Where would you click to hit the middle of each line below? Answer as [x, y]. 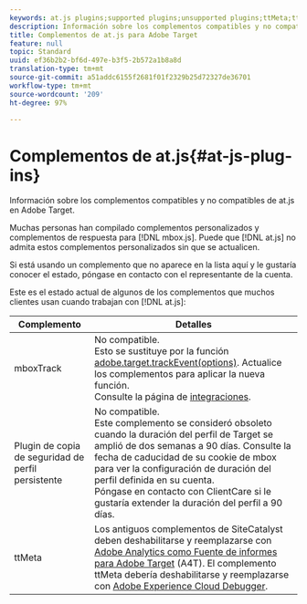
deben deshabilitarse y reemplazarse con [183, 541]
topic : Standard [40, 52]
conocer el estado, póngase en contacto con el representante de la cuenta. [151, 275]
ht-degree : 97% [38, 103]
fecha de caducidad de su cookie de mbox [185, 457]
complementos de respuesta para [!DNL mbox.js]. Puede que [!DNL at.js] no [153, 237]
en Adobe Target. [42, 210]
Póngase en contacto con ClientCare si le [183, 492]
